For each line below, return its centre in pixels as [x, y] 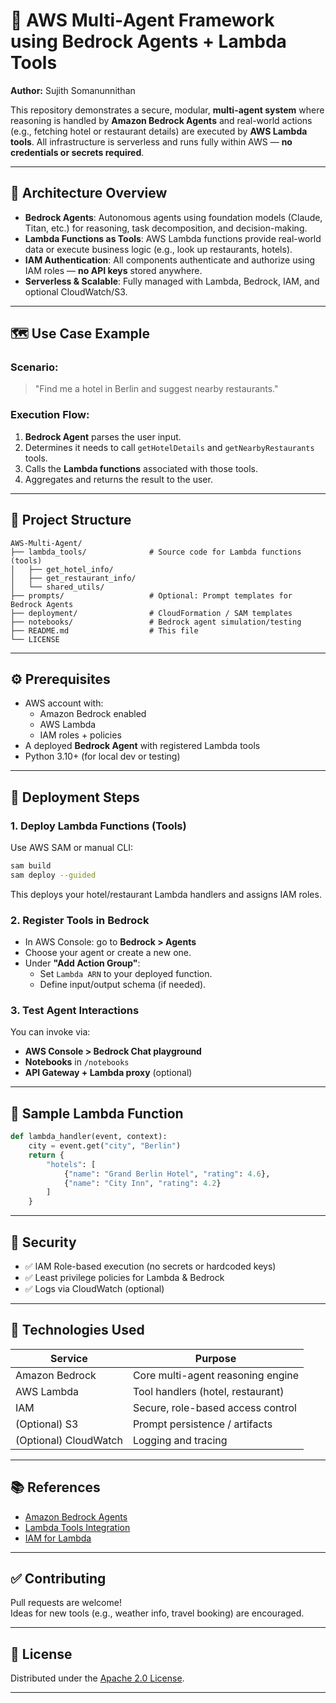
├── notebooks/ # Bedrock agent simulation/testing [156, 622]
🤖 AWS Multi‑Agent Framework [142, 20]
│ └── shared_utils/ [57, 587]
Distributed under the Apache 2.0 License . [97, 1678]
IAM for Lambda [58, 1538]
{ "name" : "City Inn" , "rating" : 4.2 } [142, 1183]
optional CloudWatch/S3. [76, 291]
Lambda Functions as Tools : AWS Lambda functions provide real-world [173, 238]
